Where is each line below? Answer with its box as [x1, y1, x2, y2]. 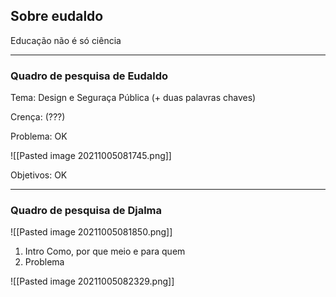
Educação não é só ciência [10, 34, 122, 46]
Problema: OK [10, 130, 68, 143]
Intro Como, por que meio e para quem [24, 245, 186, 258]
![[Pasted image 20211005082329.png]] [10, 275, 175, 288]
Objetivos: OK [10, 169, 68, 181]
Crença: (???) [10, 111, 66, 123]
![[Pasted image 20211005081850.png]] [10, 226, 173, 238]
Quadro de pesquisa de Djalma [10, 204, 163, 218]
